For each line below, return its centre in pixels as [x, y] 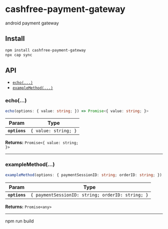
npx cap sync [19, 55]
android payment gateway [32, 23]
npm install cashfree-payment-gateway [45, 50]
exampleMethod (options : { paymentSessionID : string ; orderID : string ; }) [84, 175]
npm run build [19, 221]
